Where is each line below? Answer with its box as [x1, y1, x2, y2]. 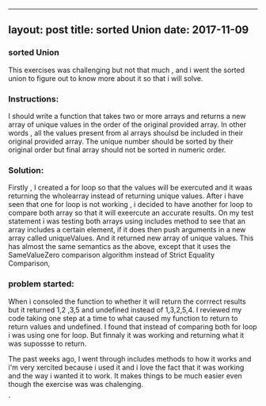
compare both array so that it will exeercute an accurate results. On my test [8, 208, 254, 218]
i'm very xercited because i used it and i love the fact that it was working [8, 362, 245, 372]
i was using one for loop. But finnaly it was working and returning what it [8, 330, 245, 339]
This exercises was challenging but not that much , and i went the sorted [8, 65, 245, 75]
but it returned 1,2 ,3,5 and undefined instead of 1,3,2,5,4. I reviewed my [8, 304, 242, 314]
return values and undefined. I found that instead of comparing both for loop [8, 322, 257, 331]
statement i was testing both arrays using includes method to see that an [8, 216, 245, 226]
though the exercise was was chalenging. [8, 379, 144, 389]
